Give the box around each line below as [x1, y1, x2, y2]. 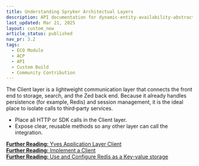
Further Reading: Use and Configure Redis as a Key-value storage [6, 153, 169, 161]
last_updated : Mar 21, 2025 [6, 20, 76, 26]
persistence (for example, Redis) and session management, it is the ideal [6, 99, 184, 106]
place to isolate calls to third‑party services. [6, 105, 114, 112]
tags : [6, 42, 20, 48]
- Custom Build [11, 64, 49, 70]
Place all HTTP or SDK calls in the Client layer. [14, 117, 127, 124]
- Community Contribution [11, 70, 76, 76]
